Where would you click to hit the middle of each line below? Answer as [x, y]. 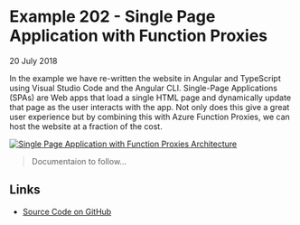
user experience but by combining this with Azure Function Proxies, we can [150, 117]
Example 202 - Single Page [112, 17]
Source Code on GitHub [67, 211]
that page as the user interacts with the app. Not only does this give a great [150, 107]
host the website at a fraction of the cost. [86, 126]
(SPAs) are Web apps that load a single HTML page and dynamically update [150, 98]
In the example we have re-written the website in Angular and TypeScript [145, 78]
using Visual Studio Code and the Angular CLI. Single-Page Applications [144, 88]
